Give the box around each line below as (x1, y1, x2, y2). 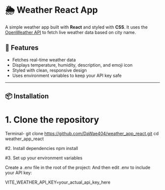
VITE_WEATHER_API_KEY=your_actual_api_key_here (5, 179, 110, 186)
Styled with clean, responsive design (12, 67, 87, 73)
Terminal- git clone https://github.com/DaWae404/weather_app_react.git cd (5, 131, 159, 137)
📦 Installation (5, 92, 49, 101)
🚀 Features (5, 43, 39, 52)
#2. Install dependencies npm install (5, 146, 79, 152)
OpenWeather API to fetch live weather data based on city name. (5, 29, 136, 35)
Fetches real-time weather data (12, 57, 76, 63)
